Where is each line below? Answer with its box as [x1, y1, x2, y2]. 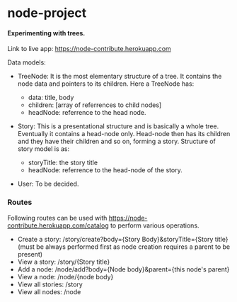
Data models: [7, 58, 46, 67]
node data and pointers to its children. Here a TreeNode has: [17, 79, 195, 88]
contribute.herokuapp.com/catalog [7, 221, 109, 230]
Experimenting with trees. [7, 28, 86, 37]
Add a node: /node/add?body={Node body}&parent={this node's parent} [17, 264, 230, 274]
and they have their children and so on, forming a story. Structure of [17, 137, 216, 146]
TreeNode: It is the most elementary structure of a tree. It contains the [17, 72, 222, 81]
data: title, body [28, 94, 74, 102]
